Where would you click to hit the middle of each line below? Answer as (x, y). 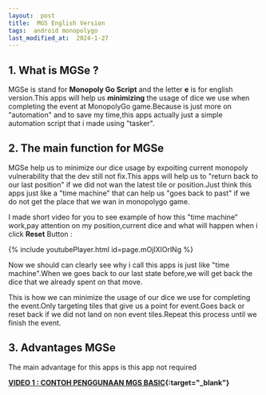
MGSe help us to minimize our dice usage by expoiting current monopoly (128, 168)
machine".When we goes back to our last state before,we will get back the (131, 273)
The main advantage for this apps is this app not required (103, 367)
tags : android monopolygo (53, 30)
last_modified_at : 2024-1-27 (59, 38)
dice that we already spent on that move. (75, 282)
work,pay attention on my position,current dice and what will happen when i (133, 225)
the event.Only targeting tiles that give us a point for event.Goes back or (127, 306)
